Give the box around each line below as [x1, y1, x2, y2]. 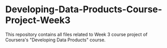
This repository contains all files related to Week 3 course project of [5, 31, 148, 37]
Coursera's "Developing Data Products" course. [5, 37, 106, 43]
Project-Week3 [5, 14, 71, 26]
